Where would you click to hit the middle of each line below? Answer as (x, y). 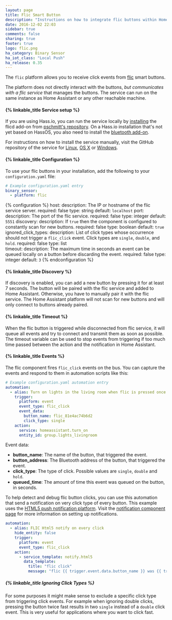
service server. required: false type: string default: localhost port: (75, 211)
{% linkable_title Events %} (35, 356)
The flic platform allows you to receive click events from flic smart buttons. (85, 77)
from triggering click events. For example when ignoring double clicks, (80, 601)
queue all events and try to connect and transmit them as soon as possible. (84, 333)
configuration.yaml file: (30, 176)
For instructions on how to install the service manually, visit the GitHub (80, 142)
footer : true (19, 44)
